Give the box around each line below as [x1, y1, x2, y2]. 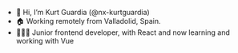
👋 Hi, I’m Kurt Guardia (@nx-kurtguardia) [15, 8, 150, 17]
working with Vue [15, 36, 75, 45]
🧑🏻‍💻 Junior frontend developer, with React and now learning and [15, 28, 230, 37]
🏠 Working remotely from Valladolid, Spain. [15, 17, 162, 25]
